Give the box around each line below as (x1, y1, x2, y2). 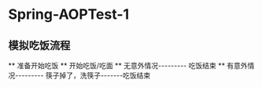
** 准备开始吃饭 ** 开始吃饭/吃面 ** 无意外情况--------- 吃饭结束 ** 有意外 (8, 61, 248, 70)
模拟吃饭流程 (8, 38, 71, 52)
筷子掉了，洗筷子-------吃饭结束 (45, 71, 151, 80)
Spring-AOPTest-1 (8, 5, 130, 24)
